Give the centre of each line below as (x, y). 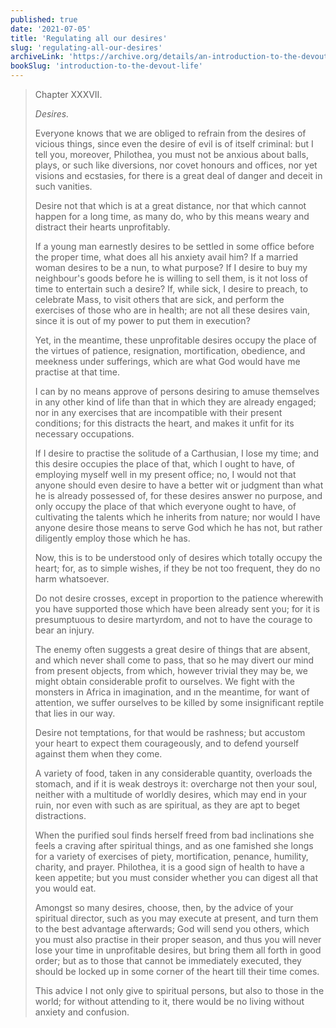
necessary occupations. (84, 434)
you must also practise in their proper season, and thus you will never (178, 939)
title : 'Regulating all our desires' (89, 38)
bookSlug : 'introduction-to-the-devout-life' (106, 66)
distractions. (60, 815)
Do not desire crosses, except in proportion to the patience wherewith (179, 598)
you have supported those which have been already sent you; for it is (177, 609)
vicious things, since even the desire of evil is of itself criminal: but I (174, 144)
